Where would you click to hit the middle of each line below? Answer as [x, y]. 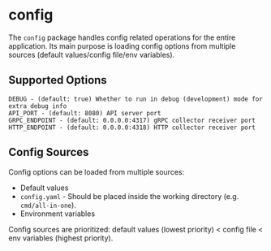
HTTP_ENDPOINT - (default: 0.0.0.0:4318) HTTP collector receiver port [132, 128]
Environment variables [58, 214]
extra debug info [38, 106]
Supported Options [58, 80]
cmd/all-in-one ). [48, 205]
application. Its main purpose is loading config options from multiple [122, 45]
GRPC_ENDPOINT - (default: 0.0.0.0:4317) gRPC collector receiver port [132, 120]
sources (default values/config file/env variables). [92, 54]
